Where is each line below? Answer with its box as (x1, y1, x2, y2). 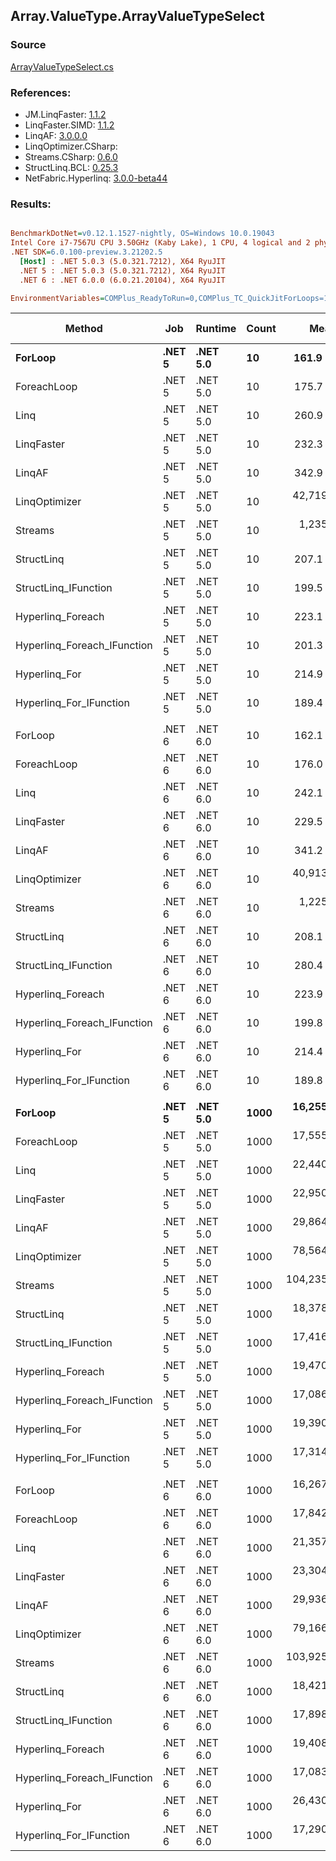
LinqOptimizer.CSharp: (24, 140, 118, 152)
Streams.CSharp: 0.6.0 (24, 150, 118, 163)
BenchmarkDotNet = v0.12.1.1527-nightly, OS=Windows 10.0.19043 (10, 229, 275, 239)
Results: (10, 197, 52, 211)
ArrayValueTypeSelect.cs (10, 60, 114, 73)
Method (64, 322, 103, 336)
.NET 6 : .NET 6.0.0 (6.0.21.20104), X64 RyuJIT (19, 275, 226, 285)
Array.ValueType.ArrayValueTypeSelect (10, 8, 265, 25)
